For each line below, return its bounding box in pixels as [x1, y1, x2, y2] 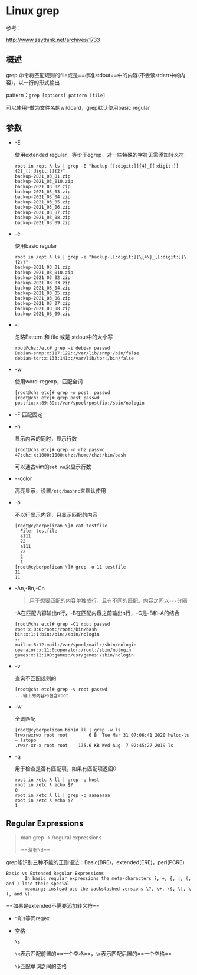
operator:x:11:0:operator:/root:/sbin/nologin [14, 647, 132, 653]
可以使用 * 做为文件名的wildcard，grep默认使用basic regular [6, 104, 150, 111]
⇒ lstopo [14, 737, 37, 743]
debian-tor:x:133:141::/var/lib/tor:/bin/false [14, 355, 134, 361]
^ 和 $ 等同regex [14, 915, 50, 922]
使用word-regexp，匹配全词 [14, 377, 83, 385]
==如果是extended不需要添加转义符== [6, 902, 100, 910]
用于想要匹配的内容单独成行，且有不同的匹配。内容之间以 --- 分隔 [29, 597, 188, 604]
